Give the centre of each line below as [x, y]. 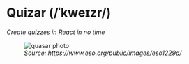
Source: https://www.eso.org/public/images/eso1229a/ [103, 53]
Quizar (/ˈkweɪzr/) [59, 13]
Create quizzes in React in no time [56, 32]
